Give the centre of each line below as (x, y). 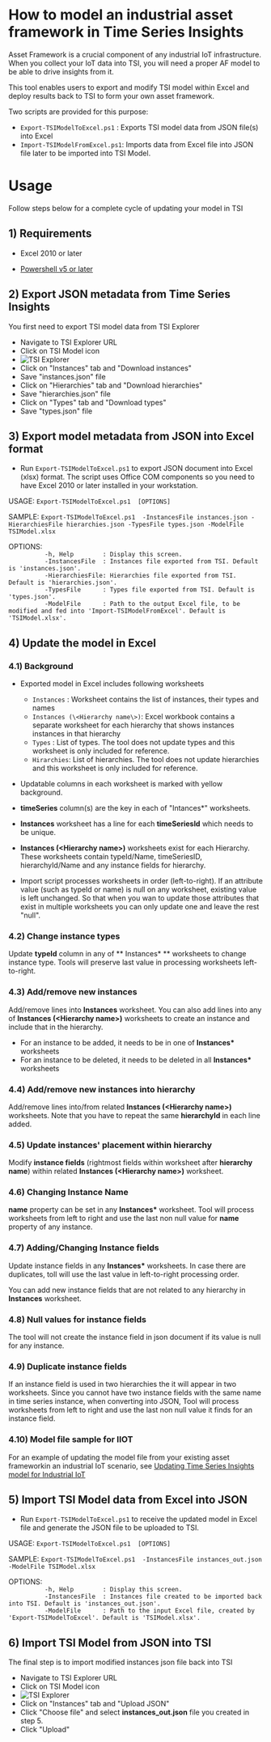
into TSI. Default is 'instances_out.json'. (85, 1604)
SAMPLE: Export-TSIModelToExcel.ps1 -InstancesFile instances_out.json (135, 1559)
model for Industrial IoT (47, 1474)
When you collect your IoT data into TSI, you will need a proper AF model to (134, 63)
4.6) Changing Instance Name (68, 1193)
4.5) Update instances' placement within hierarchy (110, 1145)
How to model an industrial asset (121, 15)
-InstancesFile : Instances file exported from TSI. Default (151, 562)
